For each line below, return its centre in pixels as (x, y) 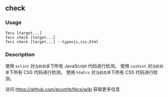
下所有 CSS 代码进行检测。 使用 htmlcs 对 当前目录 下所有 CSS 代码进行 (81, 72)
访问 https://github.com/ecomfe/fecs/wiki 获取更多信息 (63, 89)
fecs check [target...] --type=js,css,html (52, 42)
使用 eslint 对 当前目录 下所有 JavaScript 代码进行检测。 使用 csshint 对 (79, 66)
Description (20, 54)
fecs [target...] (24, 33)
